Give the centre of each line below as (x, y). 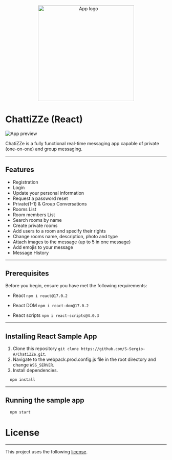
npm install (23, 380)
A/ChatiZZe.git (29, 355)
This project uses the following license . (47, 451)
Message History (31, 252)
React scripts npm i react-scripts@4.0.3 (56, 315)
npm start (20, 412)
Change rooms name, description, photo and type (65, 236)
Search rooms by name (37, 220)
